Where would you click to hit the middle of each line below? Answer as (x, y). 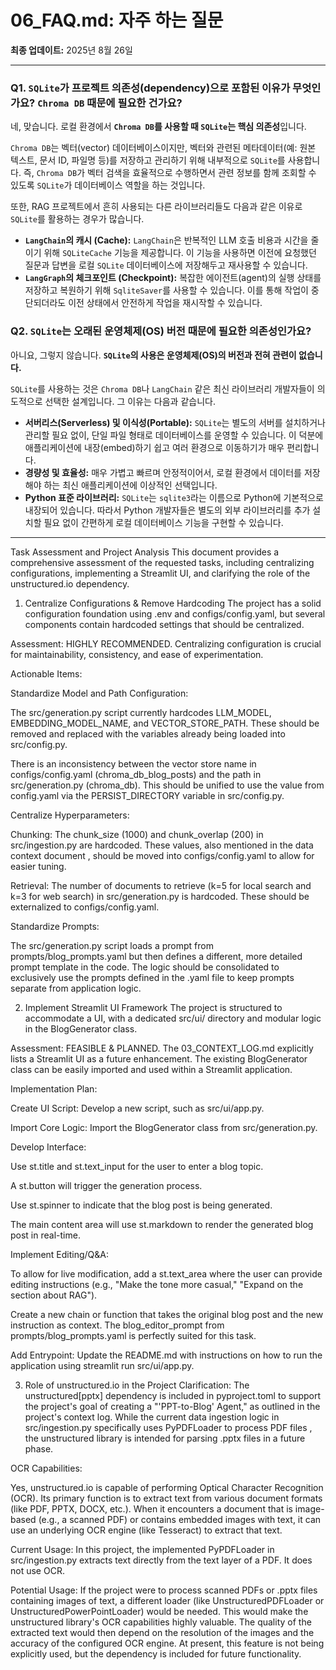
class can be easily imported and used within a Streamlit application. (151, 1069)
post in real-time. (45, 1235)
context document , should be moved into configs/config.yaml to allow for (162, 855)
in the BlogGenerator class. (81, 1028)
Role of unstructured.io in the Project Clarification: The (137, 1385)
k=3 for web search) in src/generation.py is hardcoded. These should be (160, 896)
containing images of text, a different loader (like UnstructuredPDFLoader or (167, 1600)
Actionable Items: (46, 673)
